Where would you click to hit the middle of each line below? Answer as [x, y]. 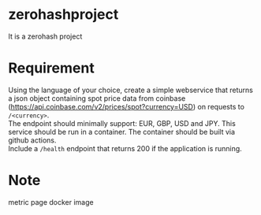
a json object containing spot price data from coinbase [97, 98]
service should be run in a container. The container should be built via [121, 132]
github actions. [32, 140]
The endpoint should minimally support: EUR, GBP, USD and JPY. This [122, 123]
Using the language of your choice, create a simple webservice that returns [131, 90]
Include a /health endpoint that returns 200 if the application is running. [125, 148]
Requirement [51, 68]
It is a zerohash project [45, 36]
